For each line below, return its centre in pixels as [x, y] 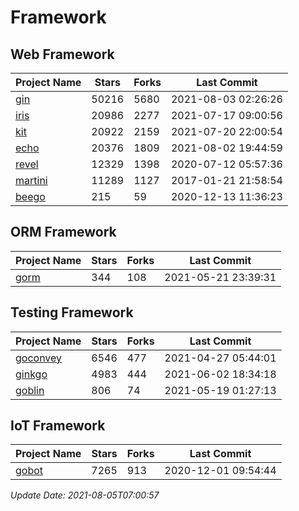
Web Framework [62, 54]
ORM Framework [63, 232]
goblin [30, 390]
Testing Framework [72, 312]
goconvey [39, 358]
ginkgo [31, 374]
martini [31, 180]
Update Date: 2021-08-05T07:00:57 [85, 495]
